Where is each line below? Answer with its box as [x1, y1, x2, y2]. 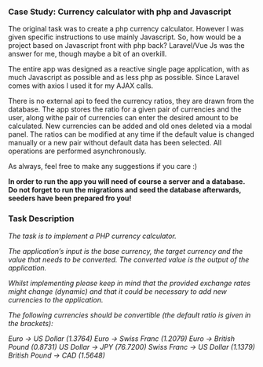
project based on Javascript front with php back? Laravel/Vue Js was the [8, 41, 245, 50]
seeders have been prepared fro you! [8, 193, 132, 203]
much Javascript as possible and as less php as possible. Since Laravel [8, 73, 239, 83]
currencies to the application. [8, 295, 104, 304]
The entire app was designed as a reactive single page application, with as [8, 64, 250, 74]
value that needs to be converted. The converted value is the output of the [8, 255, 250, 264]
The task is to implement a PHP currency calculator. [8, 231, 177, 240]
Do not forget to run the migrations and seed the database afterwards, [8, 185, 242, 195]
